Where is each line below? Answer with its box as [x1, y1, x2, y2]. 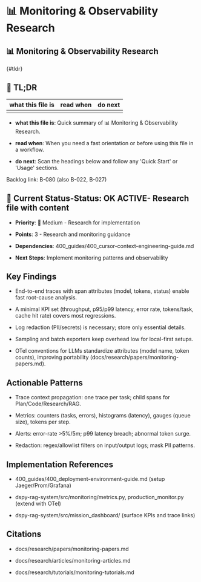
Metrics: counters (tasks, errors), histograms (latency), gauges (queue [15, 412, 191, 419]
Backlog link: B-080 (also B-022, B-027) [6, 175, 107, 183]
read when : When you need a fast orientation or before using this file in [15, 139, 194, 146]
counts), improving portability [15, 354, 89, 361]
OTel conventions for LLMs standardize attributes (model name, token [15, 347, 189, 355]
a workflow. [15, 146, 44, 153]
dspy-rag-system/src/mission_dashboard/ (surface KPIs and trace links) [15, 512, 196, 519]
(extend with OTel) [15, 500, 62, 508]
